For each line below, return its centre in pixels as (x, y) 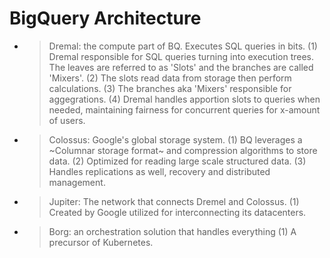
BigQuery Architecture (105, 18)
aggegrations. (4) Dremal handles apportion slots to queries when (184, 99)
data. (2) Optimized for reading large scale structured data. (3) (177, 161)
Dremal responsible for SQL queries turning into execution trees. (181, 56)
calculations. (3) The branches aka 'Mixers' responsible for (170, 88)
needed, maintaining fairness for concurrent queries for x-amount (184, 109)
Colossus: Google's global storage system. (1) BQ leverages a (175, 139)
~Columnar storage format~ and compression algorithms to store (183, 150)
